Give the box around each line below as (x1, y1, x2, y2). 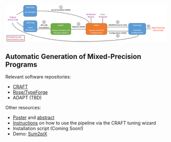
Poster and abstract (12, 114, 55, 120)
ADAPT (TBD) (12, 94, 42, 100)
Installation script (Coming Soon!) (12, 125, 83, 131)
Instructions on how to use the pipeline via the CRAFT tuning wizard (12, 119, 156, 126)
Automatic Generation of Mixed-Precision (5, 52, 142, 61)
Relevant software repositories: (5, 73, 71, 79)
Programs (5, 60, 37, 69)
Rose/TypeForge (12, 89, 48, 95)
